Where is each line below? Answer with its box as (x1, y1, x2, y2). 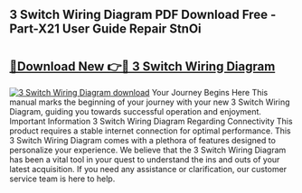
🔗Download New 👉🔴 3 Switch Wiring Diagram (9, 59, 276, 74)
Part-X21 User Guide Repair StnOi (9, 22, 202, 37)
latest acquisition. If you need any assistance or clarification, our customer (9, 164, 288, 174)
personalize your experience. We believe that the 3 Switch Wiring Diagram (9, 144, 287, 155)
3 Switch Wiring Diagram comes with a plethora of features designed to (9, 135, 276, 145)
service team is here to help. (9, 173, 116, 184)
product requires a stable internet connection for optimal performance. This (9, 125, 291, 136)
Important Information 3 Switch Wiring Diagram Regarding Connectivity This (9, 116, 293, 126)
